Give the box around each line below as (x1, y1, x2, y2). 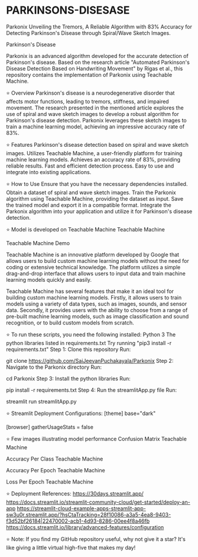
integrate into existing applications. (6, 168, 92, 175)
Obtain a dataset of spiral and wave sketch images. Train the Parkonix (6, 189, 176, 196)
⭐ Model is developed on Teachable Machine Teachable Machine (6, 226, 165, 233)
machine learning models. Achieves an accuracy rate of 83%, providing (6, 156, 180, 163)
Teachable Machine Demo (6, 239, 70, 246)
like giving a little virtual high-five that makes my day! (6, 544, 136, 551)
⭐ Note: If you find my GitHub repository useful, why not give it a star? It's (6, 535, 186, 542)
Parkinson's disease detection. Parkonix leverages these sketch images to (6, 117, 187, 124)
